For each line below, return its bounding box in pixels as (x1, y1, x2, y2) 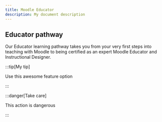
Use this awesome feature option (5, 73, 73, 80)
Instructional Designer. (5, 54, 51, 60)
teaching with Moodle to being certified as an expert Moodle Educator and (5, 49, 157, 55)
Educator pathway (5, 30, 63, 39)
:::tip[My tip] (5, 64, 30, 70)
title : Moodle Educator (5, 7, 54, 12)
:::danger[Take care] (5, 93, 47, 99)
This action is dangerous (5, 103, 55, 109)
